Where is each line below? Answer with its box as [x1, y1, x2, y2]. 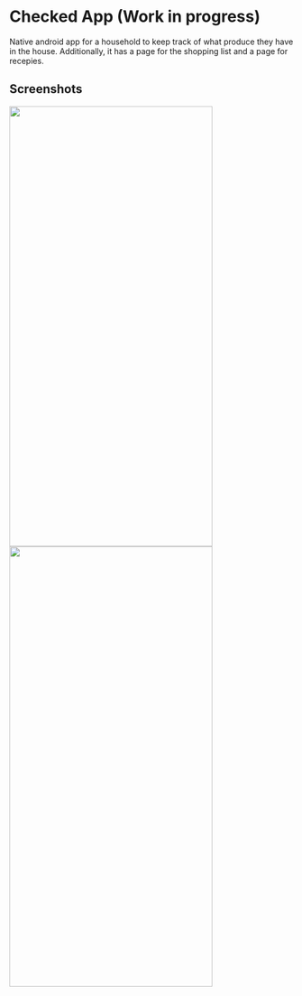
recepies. [9, 55, 44, 66]
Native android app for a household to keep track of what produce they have [9, 36, 294, 47]
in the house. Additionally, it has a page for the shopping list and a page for [9, 45, 288, 56]
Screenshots [9, 81, 83, 97]
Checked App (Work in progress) [9, 6, 261, 27]
